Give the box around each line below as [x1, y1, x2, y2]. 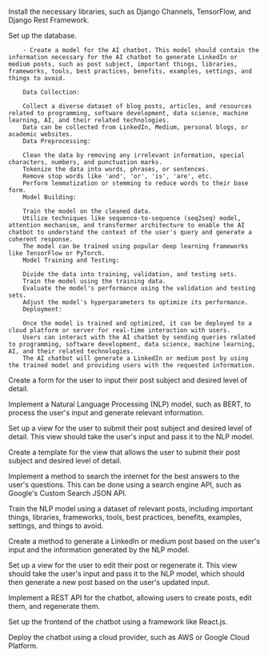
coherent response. [8, 235, 74, 243]
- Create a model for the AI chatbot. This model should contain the [22, 46, 260, 54]
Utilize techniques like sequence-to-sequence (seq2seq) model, [22, 214, 242, 222]
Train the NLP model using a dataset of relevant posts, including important [8, 504, 254, 513]
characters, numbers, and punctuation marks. [8, 158, 162, 166]
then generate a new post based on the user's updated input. [8, 578, 210, 587]
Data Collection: [22, 88, 81, 96]
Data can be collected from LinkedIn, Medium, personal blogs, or [22, 123, 249, 131]
